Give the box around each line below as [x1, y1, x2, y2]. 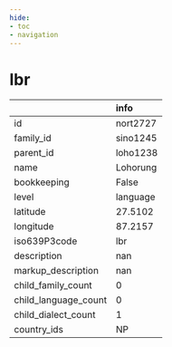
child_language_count [14, 294, 107, 306]
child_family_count [14, 279, 92, 292]
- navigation [9, 30, 59, 39]
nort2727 [115, 117, 157, 130]
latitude [14, 206, 46, 218]
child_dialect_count [14, 309, 96, 322]
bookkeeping [14, 176, 70, 188]
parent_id [14, 147, 54, 159]
